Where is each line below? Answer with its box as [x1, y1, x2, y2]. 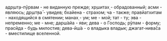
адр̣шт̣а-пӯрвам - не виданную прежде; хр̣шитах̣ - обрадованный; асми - [5, 4, 162, 10]
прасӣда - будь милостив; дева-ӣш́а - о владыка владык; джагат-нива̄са [5, 25, 161, 31]
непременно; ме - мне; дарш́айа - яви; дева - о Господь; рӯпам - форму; [5, 20, 161, 26]
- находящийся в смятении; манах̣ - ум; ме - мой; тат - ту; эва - [5, 15, 142, 20]
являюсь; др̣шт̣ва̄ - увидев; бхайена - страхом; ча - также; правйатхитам [5, 9, 162, 15]
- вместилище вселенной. [5, 31, 61, 36]
